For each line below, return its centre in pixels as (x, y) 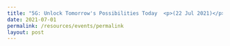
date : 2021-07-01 (32, 20)
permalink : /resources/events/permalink (66, 26)
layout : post (26, 32)
